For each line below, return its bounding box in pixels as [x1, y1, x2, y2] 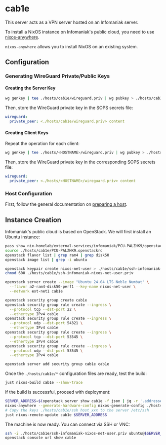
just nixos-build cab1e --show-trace [5, 380, 83, 385]
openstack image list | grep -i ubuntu [5, 257, 87, 262]
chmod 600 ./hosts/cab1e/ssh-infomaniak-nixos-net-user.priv [5, 271, 134, 276]
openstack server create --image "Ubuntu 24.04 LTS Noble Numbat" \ [5, 280, 149, 285]
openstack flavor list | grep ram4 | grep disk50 [5, 253, 110, 258]
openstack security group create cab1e [5, 297, 87, 302]
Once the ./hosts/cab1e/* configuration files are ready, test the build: [5, 371, 147, 376]
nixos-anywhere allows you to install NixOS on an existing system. [5, 43, 138, 49]
